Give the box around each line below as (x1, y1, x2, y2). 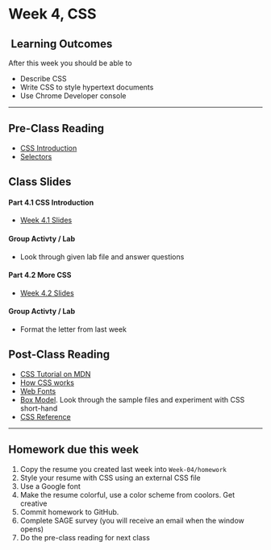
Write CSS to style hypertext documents (19, 82, 154, 92)
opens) (19, 524, 44, 534)
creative (19, 498, 48, 508)
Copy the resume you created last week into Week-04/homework (19, 464, 227, 473)
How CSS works (19, 378, 75, 387)
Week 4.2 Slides (19, 287, 74, 298)
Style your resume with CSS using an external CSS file (19, 473, 202, 482)
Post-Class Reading (8, 348, 110, 362)
